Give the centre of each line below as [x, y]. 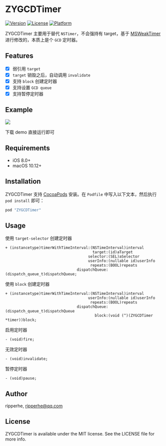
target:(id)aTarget [113, 252]
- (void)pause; [21, 378]
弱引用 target [26, 68]
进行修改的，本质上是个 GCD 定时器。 [43, 40]
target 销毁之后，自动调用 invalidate [51, 75]
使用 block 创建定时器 [27, 284]
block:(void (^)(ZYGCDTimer [124, 316]
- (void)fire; [20, 340]
